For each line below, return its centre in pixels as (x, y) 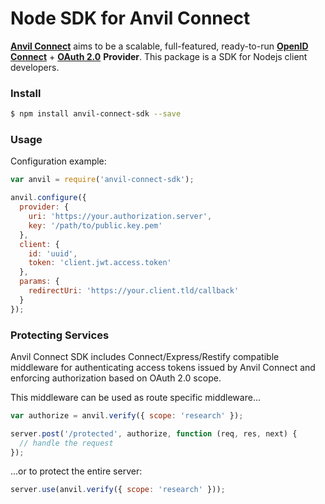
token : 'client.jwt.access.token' (100, 263)
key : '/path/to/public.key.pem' (95, 225)
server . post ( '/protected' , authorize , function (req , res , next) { (154, 433)
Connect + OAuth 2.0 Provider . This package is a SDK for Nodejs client (159, 56)
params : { (39, 282)
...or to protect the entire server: (76, 471)
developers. (35, 67)
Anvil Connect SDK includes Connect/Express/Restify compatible (145, 356)
